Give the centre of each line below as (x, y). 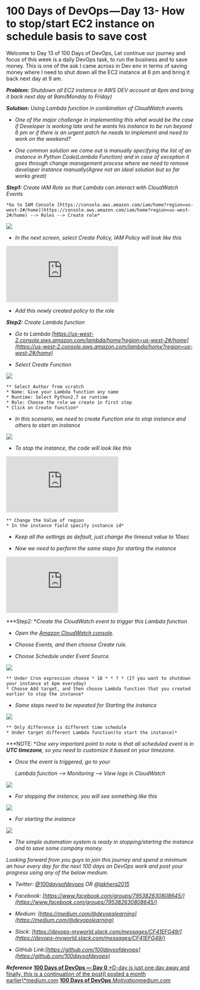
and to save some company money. (59, 848)
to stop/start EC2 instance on (81, 24)
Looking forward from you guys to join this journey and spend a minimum (96, 859)
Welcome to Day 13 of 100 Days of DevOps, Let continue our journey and (96, 53)
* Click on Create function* (42, 408)
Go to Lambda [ (34, 334)
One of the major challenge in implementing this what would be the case (104, 119)
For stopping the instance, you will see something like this (86, 796)
